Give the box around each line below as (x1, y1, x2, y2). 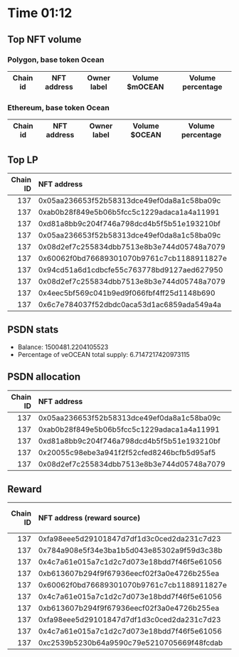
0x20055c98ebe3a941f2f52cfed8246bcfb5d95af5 (38, 447, 216, 457)
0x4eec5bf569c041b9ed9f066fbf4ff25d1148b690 (38, 288, 216, 298)
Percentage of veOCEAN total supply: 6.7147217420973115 (17, 350, 190, 358)
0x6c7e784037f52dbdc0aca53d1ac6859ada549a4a (38, 299, 222, 309)
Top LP (7, 154, 38, 166)
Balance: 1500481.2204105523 (17, 343, 109, 351)
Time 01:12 (7, 5, 73, 21)
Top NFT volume (7, 33, 82, 46)
